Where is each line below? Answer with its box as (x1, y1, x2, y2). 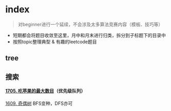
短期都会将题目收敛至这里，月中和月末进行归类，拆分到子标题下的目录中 (12, 32, 166, 38)
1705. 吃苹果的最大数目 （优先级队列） (5, 88, 86, 94)
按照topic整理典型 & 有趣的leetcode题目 (12, 39, 97, 45)
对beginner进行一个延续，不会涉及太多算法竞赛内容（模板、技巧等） (17, 21, 163, 27)
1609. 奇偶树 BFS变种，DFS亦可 (5, 100, 73, 106)
